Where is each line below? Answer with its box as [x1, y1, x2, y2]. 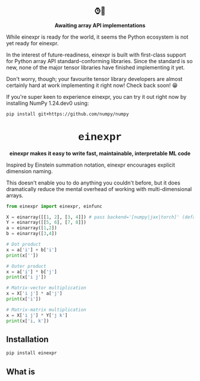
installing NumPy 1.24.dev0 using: [6, 99, 89, 107]
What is [6, 367, 36, 377]
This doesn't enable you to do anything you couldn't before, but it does [6, 179, 180, 186]
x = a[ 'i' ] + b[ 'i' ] [6, 246, 58, 253]
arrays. [6, 192, 24, 199]
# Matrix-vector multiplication [6, 285, 86, 291]
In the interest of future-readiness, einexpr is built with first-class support [6, 51, 186, 58]
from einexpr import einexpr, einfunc [6, 203, 102, 209]
